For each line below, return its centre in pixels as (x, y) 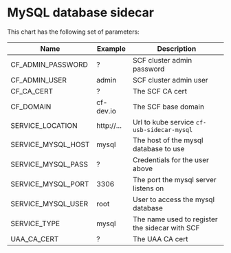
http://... (109, 125)
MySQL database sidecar (81, 13)
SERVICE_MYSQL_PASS (49, 164)
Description (177, 48)
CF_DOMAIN (31, 107)
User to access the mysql (174, 199)
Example (111, 48)
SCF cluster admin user (170, 80)
